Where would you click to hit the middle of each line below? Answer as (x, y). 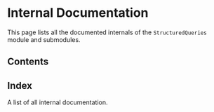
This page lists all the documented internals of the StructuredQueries (107, 32)
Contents (28, 62)
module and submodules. (44, 39)
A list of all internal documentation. (58, 102)
